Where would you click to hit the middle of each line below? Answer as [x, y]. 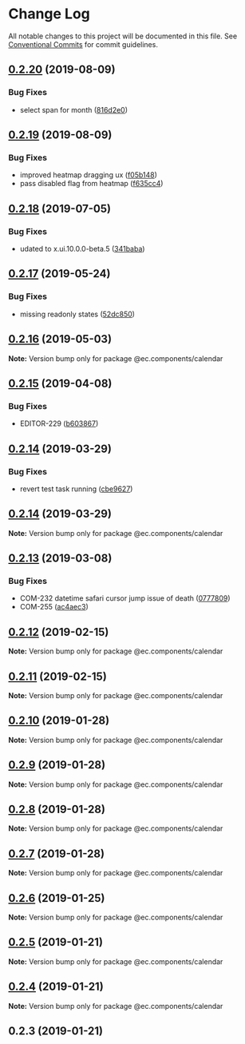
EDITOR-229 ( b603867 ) [59, 423]
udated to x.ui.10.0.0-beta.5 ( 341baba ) [82, 249]
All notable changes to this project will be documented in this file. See [123, 36]
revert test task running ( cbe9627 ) [76, 489]
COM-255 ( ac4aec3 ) [54, 607]
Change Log [49, 14]
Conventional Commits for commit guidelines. [83, 44]
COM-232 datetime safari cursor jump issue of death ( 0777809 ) [125, 598]
